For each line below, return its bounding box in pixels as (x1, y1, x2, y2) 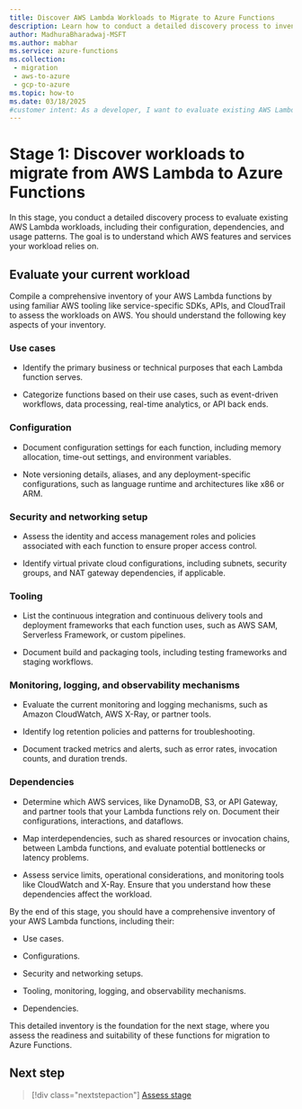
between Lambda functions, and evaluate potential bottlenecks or (22, 843, 266, 853)
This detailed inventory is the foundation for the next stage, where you (9, 1020, 270, 1031)
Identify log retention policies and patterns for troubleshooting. (22, 726, 255, 737)
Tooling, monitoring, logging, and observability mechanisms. (22, 985, 247, 996)
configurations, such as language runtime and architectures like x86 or (22, 478, 285, 489)
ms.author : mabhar (9, 38, 78, 48)
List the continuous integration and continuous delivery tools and (22, 610, 263, 621)
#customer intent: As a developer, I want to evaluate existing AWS (9, 105, 271, 114)
